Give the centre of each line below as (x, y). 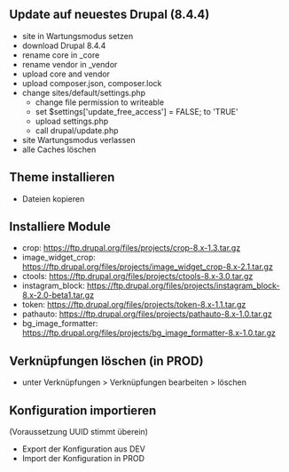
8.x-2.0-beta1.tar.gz (58, 295)
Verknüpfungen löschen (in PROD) (106, 360)
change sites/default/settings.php (84, 92)
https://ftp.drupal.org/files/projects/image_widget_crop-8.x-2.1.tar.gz (147, 267)
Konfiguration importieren (83, 410)
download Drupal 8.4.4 (64, 45)
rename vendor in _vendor (70, 64)
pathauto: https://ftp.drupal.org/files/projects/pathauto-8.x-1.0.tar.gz (147, 314)
